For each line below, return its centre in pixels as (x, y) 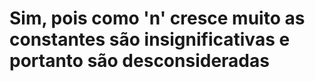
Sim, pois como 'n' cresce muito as (157, 18)
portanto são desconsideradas (139, 61)
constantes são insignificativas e (150, 39)
